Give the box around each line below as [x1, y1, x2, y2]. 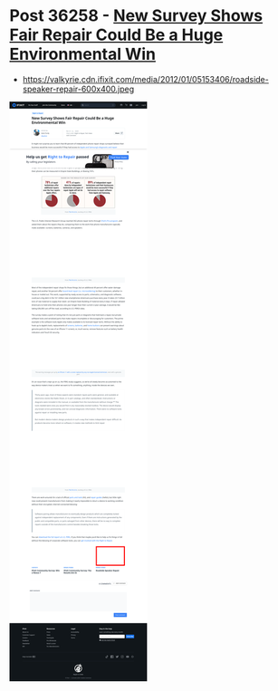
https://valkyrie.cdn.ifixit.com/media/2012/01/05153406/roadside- [22, 73, 269, 84]
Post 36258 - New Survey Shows [9, 5, 264, 26]
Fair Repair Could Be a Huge [9, 24, 224, 45]
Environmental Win [9, 44, 157, 64]
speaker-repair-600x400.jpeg [22, 83, 135, 94]
